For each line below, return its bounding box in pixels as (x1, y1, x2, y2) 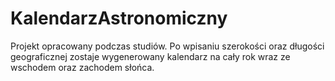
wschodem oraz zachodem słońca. (10, 61, 155, 73)
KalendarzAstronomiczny (10, 7, 228, 30)
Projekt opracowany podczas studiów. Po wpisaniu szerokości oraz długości (10, 40, 325, 52)
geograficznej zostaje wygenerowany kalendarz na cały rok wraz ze (10, 50, 291, 62)
